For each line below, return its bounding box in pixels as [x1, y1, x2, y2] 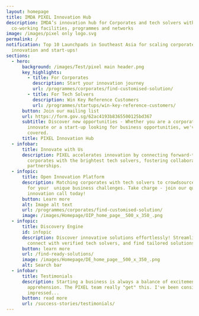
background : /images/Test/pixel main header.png [21, 63, 145, 70]
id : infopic [21, 229, 52, 235]
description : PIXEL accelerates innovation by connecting [21, 152, 168, 158]
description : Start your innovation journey [32, 81, 145, 87]
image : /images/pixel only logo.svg [6, 31, 97, 37]
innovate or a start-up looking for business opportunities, [27, 125, 182, 130]
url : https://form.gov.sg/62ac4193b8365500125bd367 [21, 113, 152, 119]
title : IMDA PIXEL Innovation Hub [6, 14, 92, 20]
